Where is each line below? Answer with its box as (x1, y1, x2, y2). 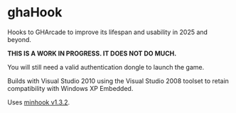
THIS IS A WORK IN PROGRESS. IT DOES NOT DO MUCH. (7, 49, 177, 58)
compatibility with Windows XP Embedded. (7, 84, 134, 92)
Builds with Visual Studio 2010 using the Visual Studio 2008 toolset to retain (7, 76, 230, 85)
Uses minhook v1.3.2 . (7, 97, 70, 107)
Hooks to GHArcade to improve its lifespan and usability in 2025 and (7, 28, 208, 36)
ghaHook (7, 4, 63, 21)
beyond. (7, 35, 32, 43)
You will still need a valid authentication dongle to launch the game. (7, 63, 205, 71)
